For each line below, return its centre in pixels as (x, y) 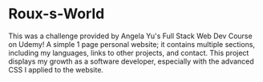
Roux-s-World (57, 14)
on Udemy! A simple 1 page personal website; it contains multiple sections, (131, 44)
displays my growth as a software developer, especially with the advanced (131, 61)
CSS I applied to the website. (56, 69)
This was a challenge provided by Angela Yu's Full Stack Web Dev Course (130, 36)
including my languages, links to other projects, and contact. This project (129, 53)
